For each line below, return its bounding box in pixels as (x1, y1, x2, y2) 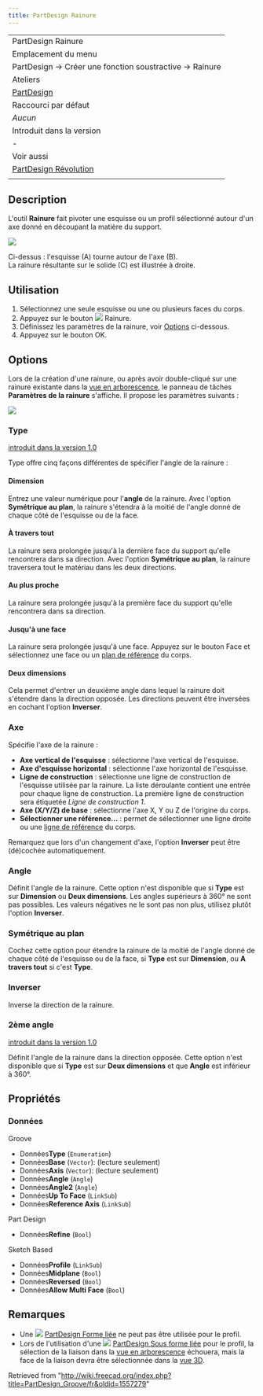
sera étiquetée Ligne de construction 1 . (19, 797, 146, 806)
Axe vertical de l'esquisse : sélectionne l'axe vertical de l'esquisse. (19, 755, 239, 764)
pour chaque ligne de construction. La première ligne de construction (19, 788, 245, 798)
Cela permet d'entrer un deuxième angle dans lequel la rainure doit (8, 686, 225, 695)
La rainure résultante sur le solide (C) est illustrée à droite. (8, 260, 196, 270)
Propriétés (8, 1092, 61, 1106)
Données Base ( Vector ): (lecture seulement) (19, 1157, 161, 1166)
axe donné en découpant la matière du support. (8, 222, 163, 232)
